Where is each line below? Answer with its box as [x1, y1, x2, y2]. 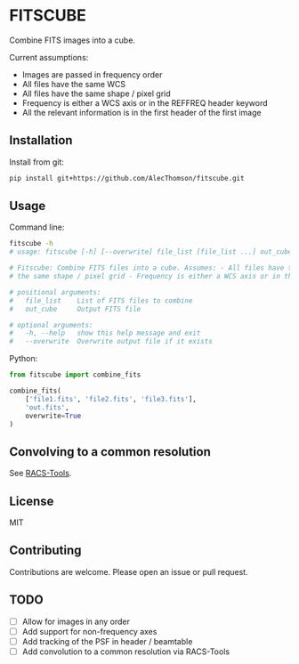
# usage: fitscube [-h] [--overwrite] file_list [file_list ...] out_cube [9, 247, 293, 256]
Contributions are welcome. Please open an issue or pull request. [9, 566, 248, 577]
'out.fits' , [25, 402, 69, 412]
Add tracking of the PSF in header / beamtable [21, 636, 193, 646]
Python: [9, 353, 38, 364]
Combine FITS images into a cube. [9, 35, 136, 45]
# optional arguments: [9, 320, 93, 329]
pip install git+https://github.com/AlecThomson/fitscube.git [9, 174, 245, 182]
